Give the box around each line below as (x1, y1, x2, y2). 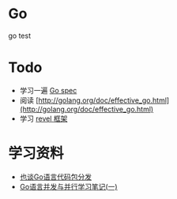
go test (8, 31, 32, 40)
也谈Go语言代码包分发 (19, 171, 92, 182)
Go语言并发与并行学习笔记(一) (19, 182, 118, 191)
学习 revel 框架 (19, 114, 68, 123)
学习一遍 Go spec (19, 85, 77, 95)
